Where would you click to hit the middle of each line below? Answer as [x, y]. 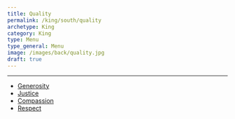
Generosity [33, 85]
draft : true [24, 59]
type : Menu [23, 40]
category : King [29, 33]
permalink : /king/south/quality [54, 20]
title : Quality [29, 14]
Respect [29, 108]
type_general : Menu [36, 46]
